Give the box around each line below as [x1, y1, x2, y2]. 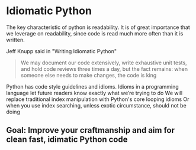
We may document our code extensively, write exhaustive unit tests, [20, 59, 188, 66]
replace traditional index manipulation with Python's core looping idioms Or [6, 96, 189, 103]
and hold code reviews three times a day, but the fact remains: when [20, 65, 188, 72]
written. [6, 36, 25, 43]
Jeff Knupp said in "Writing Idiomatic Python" [6, 47, 117, 54]
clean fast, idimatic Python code [6, 135, 128, 145]
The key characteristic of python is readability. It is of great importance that [6, 24, 191, 31]
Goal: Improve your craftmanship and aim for [6, 125, 175, 135]
